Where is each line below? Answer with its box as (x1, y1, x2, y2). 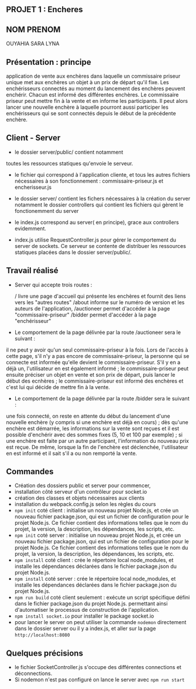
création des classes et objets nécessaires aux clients (14, 494, 145, 502)
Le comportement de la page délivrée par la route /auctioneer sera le (14, 329, 181, 336)
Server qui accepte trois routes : (14, 281, 92, 288)
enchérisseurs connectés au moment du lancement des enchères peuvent (6, 85, 185, 92)
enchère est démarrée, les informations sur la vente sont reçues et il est (6, 425, 180, 432)
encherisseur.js (14, 184, 51, 191)
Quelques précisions (6, 648, 84, 658)
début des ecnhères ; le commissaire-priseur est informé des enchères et (6, 377, 184, 384)
